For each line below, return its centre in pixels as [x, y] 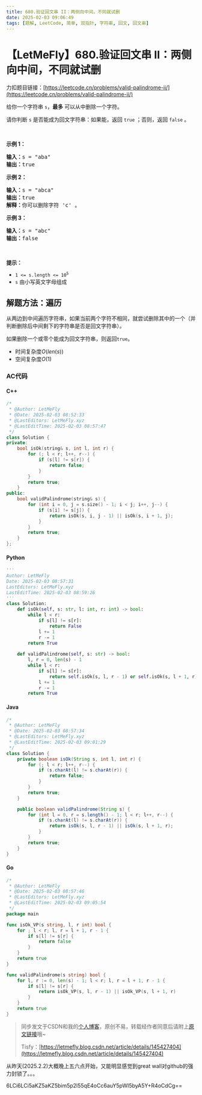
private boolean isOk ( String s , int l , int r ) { [79, 759]
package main [23, 914]
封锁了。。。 [24, 1073]
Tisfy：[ [31, 1047]
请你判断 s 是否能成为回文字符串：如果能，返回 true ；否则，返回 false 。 [98, 120]
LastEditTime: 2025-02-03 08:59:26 [51, 592]
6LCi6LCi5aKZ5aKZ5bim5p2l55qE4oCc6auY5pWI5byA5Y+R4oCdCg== [94, 1085]
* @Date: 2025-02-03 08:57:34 [47, 731]
